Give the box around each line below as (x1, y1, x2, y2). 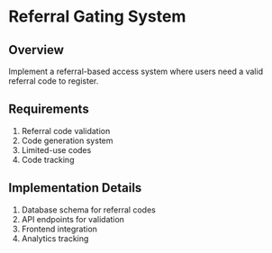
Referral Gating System (8, 6, 186, 27)
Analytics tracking (21, 232, 89, 244)
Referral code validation (21, 125, 111, 136)
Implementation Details (8, 180, 142, 195)
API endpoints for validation (21, 213, 125, 224)
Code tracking (21, 154, 75, 165)
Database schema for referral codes (21, 204, 157, 215)
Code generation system (21, 135, 113, 146)
